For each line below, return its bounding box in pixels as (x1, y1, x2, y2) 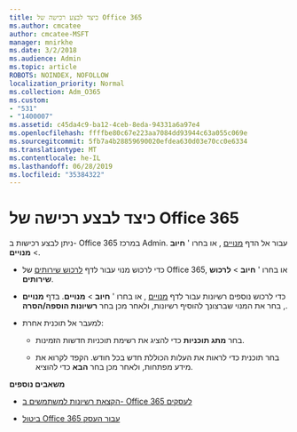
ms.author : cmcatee (9, 21, 82, 30)
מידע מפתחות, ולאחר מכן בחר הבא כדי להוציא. (35, 362, 193, 372)
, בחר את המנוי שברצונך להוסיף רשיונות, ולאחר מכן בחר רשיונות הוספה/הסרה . (21, 300, 288, 311)
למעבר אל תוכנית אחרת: (21, 317, 105, 329)
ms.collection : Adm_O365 (9, 87, 101, 96)
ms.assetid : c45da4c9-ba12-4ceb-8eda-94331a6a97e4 (9, 121, 200, 130)
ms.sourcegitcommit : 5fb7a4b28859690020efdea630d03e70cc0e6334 (9, 137, 248, 146)
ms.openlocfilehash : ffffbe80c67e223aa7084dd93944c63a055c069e (9, 129, 248, 138)
